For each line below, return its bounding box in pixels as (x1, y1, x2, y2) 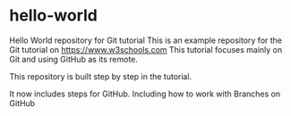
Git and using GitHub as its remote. (9, 54, 139, 64)
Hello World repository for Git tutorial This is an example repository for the (9, 35, 283, 46)
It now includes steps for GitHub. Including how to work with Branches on (9, 88, 280, 99)
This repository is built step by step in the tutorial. (9, 70, 193, 81)
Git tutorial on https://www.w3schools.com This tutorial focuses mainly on (9, 44, 283, 54)
